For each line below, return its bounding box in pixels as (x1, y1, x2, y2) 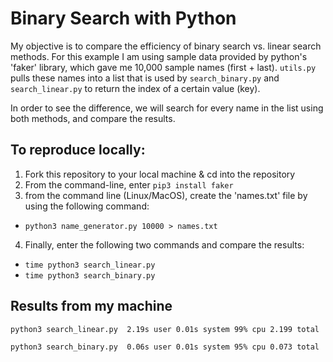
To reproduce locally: (10, 142, 146, 159)
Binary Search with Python (10, 7, 237, 30)
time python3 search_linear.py (24, 260, 156, 270)
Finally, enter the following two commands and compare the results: (24, 238, 305, 251)
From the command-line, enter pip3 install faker (24, 178, 234, 191)
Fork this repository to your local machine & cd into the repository (24, 168, 296, 180)
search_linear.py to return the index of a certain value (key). (10, 82, 261, 94)
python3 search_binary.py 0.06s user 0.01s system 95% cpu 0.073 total (10, 342, 320, 352)
